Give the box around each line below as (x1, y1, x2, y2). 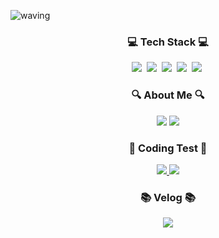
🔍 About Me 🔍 (131, 88, 205, 102)
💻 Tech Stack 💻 (127, 35, 209, 49)
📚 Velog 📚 (140, 190, 196, 204)
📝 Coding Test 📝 (128, 141, 208, 155)
